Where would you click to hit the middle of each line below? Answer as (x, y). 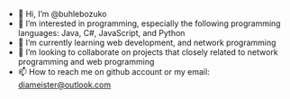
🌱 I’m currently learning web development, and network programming (147, 42)
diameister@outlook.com (64, 85)
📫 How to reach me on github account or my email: (113, 72)
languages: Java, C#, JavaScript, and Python (101, 33)
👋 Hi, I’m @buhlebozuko (62, 14)
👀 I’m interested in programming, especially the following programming (149, 23)
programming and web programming (86, 62)
